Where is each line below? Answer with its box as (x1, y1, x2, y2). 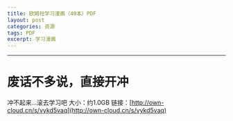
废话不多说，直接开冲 (7, 74, 130, 90)
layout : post (7, 17, 45, 24)
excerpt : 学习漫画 (7, 36, 57, 43)
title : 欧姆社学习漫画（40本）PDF (7, 10, 96, 17)
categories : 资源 (7, 23, 55, 30)
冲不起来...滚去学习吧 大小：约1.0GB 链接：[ (7, 98, 132, 107)
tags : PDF (7, 29, 36, 37)
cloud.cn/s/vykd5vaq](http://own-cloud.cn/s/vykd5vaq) (7, 106, 167, 115)
